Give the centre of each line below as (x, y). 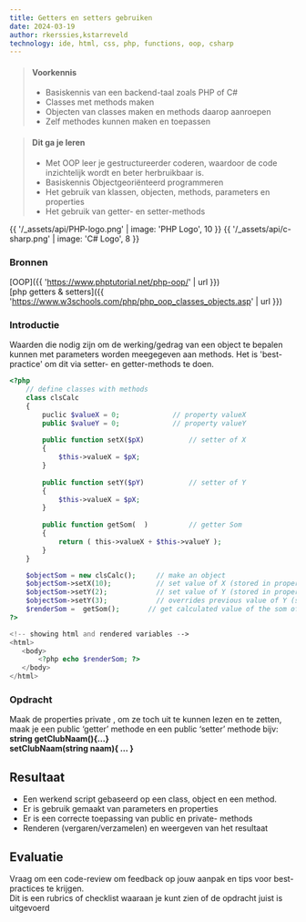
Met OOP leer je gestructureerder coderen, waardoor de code (161, 163)
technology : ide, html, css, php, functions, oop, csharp (122, 43)
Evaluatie (36, 857)
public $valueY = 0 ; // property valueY (144, 423)
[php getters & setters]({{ (57, 292)
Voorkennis (54, 72)
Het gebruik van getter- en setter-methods (125, 211)
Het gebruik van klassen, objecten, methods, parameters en (158, 191)
